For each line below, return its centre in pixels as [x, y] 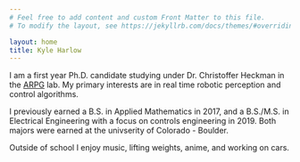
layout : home [33, 42]
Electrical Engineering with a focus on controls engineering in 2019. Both [143, 121]
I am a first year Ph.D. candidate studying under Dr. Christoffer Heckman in [147, 76]
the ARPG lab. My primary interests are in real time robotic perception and [145, 85]
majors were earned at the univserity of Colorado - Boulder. [119, 131]
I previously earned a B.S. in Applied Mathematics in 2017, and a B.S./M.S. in [149, 111]
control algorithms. [44, 94]
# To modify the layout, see [63, 26]
